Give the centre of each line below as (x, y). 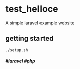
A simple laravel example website (40, 23)
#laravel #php (20, 61)
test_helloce (32, 9)
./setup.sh (17, 50)
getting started (29, 39)
